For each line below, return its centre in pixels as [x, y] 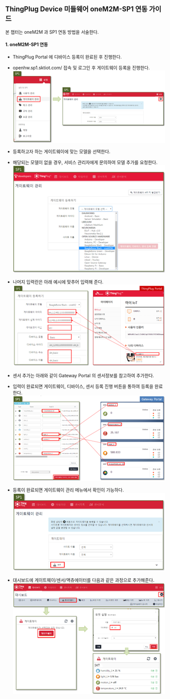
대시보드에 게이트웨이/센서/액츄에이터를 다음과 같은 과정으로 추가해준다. [83, 580]
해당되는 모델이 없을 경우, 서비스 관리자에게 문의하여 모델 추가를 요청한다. [85, 163]
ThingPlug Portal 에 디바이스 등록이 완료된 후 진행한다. [67, 57]
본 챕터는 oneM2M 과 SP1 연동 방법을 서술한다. [52, 32]
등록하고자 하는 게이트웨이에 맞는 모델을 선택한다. [61, 151]
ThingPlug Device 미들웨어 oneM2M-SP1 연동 [77, 9]
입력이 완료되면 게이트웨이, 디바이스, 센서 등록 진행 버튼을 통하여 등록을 [83, 386]
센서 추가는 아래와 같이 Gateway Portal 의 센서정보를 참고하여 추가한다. [83, 376]
